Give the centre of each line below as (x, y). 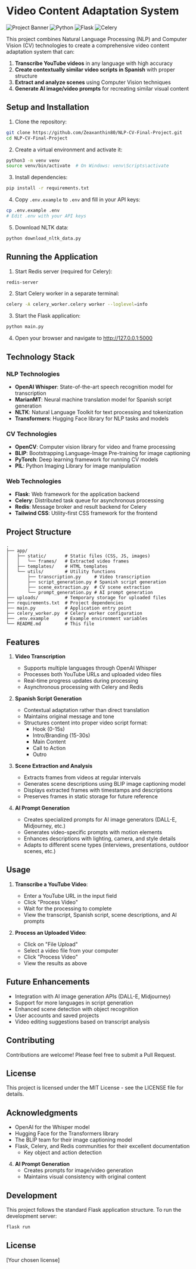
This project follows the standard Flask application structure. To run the (94, 1209)
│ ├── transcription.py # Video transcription (78, 577)
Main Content (49, 742)
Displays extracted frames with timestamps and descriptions (98, 790)
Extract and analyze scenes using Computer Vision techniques (93, 82)
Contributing (30, 1041)
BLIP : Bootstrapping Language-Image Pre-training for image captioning (102, 453)
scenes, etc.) (40, 851)
